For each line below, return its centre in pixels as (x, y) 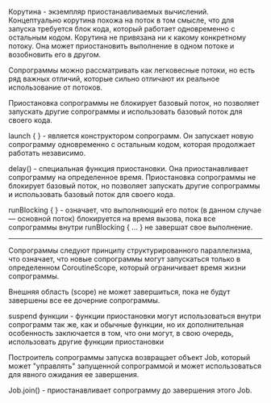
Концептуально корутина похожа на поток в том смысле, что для (121, 20)
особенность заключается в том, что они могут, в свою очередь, (121, 333)
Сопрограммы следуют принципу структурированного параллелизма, (130, 250)
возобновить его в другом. (55, 55)
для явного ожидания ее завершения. (74, 374)
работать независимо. (47, 153)
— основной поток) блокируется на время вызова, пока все (112, 218)
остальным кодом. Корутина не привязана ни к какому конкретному (127, 37)
